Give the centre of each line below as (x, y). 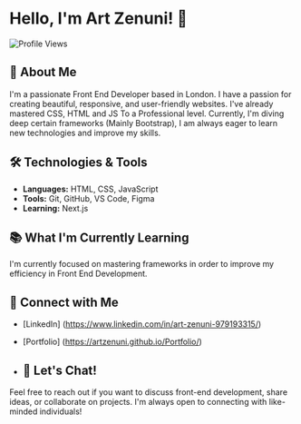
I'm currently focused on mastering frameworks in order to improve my (142, 264)
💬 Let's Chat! (59, 370)
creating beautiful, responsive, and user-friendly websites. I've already (141, 104)
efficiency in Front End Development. (78, 274)
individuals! (61, 411)
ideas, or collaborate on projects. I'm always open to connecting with (138, 402)
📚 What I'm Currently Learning (99, 237)
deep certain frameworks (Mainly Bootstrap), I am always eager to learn (144, 123)
